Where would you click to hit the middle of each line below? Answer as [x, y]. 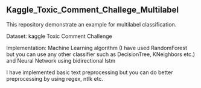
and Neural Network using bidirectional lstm [61, 60]
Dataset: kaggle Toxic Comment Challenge [59, 36]
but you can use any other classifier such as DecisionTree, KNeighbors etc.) [101, 54]
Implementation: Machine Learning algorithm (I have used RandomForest [97, 48]
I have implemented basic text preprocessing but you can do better [90, 72]
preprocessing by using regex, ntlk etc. [55, 78]
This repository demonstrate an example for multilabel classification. [91, 24]
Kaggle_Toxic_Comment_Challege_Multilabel [93, 10]
